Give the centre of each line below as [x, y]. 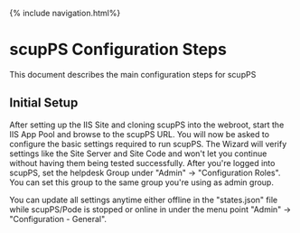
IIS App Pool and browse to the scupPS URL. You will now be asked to [139, 134]
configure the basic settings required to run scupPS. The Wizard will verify [148, 144]
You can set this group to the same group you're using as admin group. [141, 182]
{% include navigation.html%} [65, 13]
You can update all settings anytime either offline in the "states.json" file [144, 200]
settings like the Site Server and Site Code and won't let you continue [138, 154]
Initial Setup [44, 103]
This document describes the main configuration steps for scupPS [133, 74]
